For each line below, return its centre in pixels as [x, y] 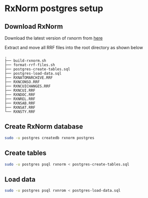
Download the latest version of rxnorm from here [54, 38]
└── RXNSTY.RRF [20, 112]
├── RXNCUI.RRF [20, 90]
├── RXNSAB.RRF [20, 103]
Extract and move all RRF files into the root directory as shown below [74, 47]
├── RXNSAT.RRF [20, 108]
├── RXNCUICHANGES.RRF [28, 86]
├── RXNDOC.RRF [20, 95]
